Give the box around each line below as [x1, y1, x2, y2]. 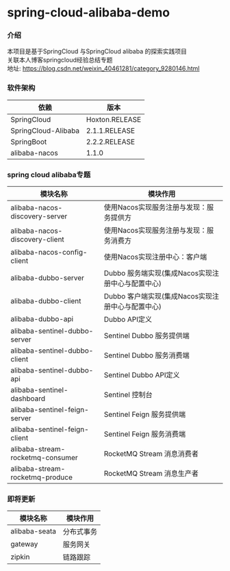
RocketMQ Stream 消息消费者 [103, 449, 199, 459]
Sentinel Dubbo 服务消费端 [103, 351, 190, 360]
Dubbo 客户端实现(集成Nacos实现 [103, 292, 213, 301]
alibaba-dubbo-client [10, 296, 81, 306]
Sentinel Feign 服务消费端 [103, 429, 186, 439]
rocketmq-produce [10, 472, 73, 482]
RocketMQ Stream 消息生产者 [103, 469, 199, 479]
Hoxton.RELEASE [86, 114, 142, 124]
